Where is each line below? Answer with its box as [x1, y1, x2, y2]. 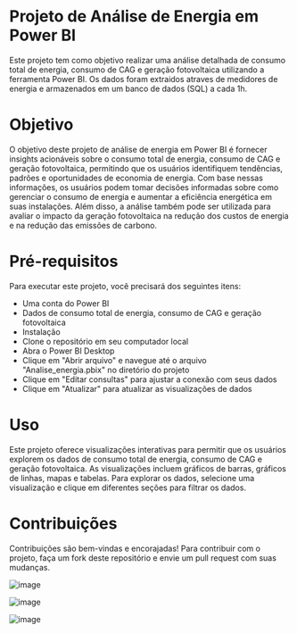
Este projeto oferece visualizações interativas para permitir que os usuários [9, 444, 287, 454]
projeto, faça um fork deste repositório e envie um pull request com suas [9, 552, 276, 563]
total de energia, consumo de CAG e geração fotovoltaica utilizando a [9, 64, 265, 75]
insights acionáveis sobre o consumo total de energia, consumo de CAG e [9, 154, 281, 164]
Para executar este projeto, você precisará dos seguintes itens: [9, 280, 242, 291]
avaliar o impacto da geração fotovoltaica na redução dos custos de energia [9, 210, 289, 221]
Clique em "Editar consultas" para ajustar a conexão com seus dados [21, 373, 277, 385]
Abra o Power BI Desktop [21, 346, 115, 356]
